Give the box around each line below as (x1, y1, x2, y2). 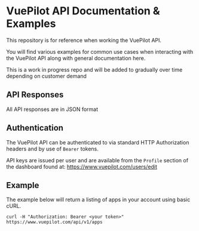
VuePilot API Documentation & (6, 4, 160, 18)
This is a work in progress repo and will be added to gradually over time (6, 66, 183, 73)
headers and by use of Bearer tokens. (6, 145, 99, 152)
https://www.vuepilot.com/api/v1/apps (6, 219, 103, 225)
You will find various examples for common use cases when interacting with (6, 48, 194, 55)
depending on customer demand (6, 72, 87, 79)
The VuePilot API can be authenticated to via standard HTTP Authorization (6, 138, 189, 146)
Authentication (6, 123, 64, 133)
